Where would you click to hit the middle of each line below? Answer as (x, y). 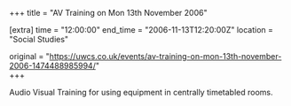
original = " (30, 56)
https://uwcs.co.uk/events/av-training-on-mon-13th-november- (165, 56)
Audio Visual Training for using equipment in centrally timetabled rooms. (141, 92)
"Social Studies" (39, 39)
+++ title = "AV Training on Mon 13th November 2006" (108, 13)
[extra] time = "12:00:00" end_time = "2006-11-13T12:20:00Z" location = (141, 30)
